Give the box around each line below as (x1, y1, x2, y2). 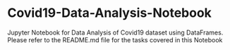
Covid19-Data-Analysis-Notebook (7, 5, 212, 21)
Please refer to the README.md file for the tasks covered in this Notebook (7, 35, 223, 44)
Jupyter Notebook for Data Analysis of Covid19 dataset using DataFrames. (7, 28, 224, 37)
